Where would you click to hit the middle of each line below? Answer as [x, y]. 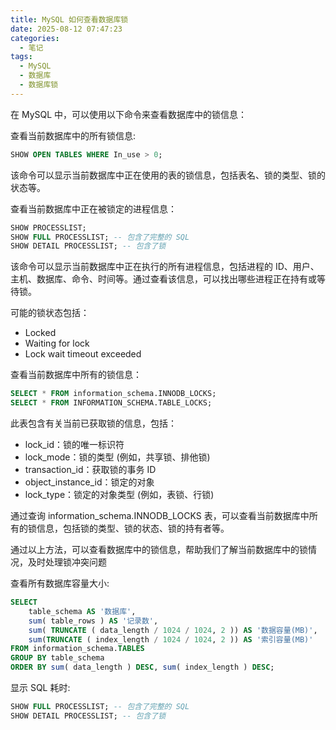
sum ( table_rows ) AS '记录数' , [93, 621]
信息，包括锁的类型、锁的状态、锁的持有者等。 [133, 528]
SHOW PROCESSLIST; [48, 227]
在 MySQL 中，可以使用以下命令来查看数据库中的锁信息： [129, 114]
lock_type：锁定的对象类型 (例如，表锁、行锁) [119, 494]
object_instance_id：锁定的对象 [89, 482]
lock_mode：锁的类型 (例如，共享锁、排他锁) [117, 457]
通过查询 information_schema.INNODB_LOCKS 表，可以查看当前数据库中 [160, 515]
